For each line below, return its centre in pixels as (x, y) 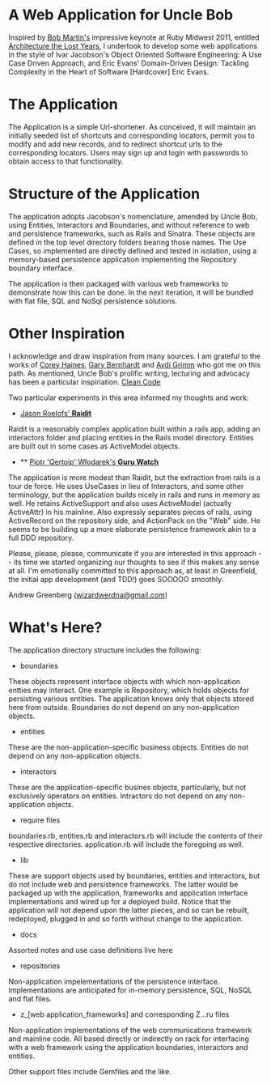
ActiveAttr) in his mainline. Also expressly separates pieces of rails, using (130, 512)
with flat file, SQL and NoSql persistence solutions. (93, 300)
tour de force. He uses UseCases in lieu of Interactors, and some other (126, 486)
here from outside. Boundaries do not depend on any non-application (124, 707)
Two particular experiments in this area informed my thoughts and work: (129, 397)
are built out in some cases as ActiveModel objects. (94, 446)
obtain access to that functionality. (66, 161)
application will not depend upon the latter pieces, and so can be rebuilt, (129, 910)
